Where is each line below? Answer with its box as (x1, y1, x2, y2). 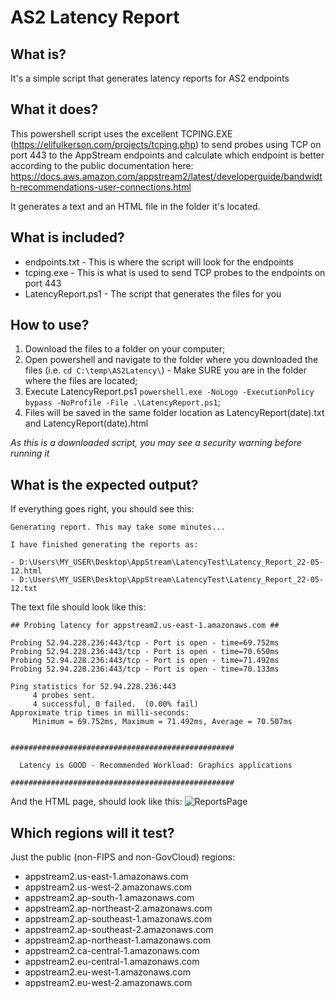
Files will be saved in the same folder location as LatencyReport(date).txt (24, 407, 325, 419)
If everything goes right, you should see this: (10, 503, 195, 515)
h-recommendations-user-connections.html (10, 181, 192, 193)
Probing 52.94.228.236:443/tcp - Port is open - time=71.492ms (10, 656, 280, 666)
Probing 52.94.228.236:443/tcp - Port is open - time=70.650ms (10, 647, 280, 657)
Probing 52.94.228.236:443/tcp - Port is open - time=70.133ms (10, 664, 280, 675)
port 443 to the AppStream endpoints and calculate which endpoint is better (10, 149, 325, 161)
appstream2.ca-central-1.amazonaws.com (24, 945, 200, 957)
